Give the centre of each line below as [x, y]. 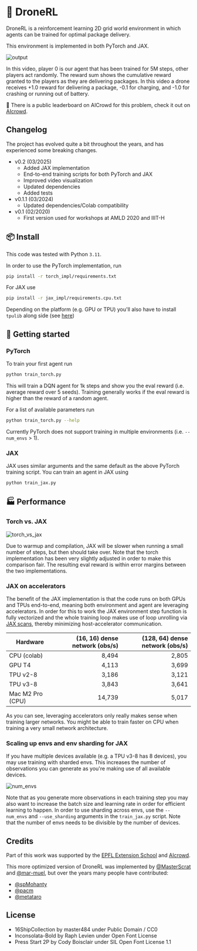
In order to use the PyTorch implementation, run [64, 265]
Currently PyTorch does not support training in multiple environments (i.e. [95, 431]
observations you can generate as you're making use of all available [88, 769]
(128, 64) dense [165, 638]
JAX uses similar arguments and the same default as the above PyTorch [93, 466]
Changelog [27, 130]
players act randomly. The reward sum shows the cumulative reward [89, 75]
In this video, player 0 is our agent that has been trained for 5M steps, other [97, 68]
